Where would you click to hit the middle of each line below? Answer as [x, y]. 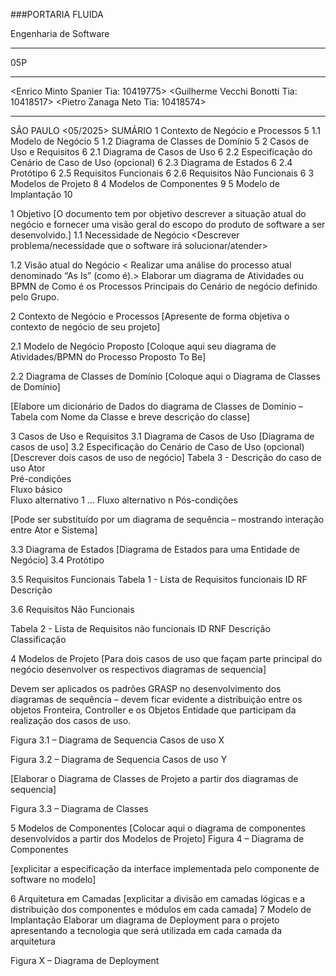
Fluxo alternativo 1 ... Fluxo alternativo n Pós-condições [124, 500]
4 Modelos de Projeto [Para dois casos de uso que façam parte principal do [166, 658]
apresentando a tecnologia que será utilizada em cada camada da [146, 930]
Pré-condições [41, 478]
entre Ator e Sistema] [54, 530]
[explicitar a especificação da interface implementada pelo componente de [165, 868]
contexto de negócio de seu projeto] [85, 327]
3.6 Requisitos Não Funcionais [72, 609]
